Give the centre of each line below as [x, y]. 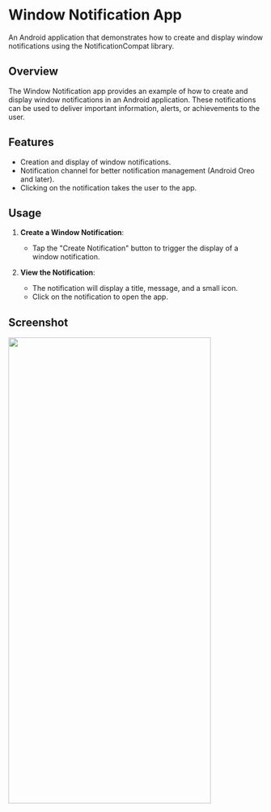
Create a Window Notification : [72, 233]
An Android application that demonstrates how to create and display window [136, 37]
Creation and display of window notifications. [95, 162]
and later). [37, 179]
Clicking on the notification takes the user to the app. [108, 187]
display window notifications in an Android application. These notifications [132, 100]
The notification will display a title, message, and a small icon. [135, 288]
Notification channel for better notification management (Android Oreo [137, 170]
